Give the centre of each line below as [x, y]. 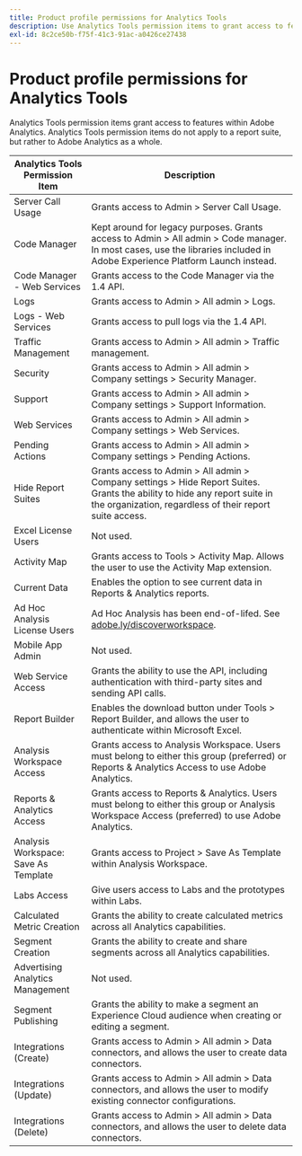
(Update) [33, 1095]
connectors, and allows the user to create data [189, 1053]
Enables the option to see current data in [177, 582]
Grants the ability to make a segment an [175, 1004]
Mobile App [38, 645]
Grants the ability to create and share [169, 941]
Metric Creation [47, 927]
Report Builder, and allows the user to [170, 719]
